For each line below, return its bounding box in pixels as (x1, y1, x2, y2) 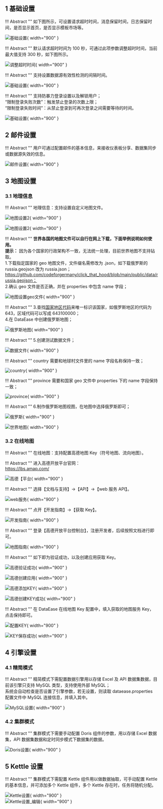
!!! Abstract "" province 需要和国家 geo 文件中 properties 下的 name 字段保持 (5, 378, 158, 384)
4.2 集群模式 (5, 718, 34, 725)
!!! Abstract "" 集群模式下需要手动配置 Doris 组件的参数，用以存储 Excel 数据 (5, 730, 157, 736)
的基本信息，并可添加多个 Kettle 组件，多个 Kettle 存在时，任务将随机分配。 (5, 782, 156, 788)
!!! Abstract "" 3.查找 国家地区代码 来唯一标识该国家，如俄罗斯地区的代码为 (5, 304, 152, 310)
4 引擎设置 (5, 649, 37, 656)
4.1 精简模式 (5, 664, 33, 671)
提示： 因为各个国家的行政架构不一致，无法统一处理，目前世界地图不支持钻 (5, 248, 155, 254)
